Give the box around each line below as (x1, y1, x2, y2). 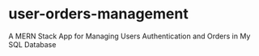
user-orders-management (8, 5, 189, 23)
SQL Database (8, 39, 57, 49)
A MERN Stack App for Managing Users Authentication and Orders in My (8, 31, 251, 41)
